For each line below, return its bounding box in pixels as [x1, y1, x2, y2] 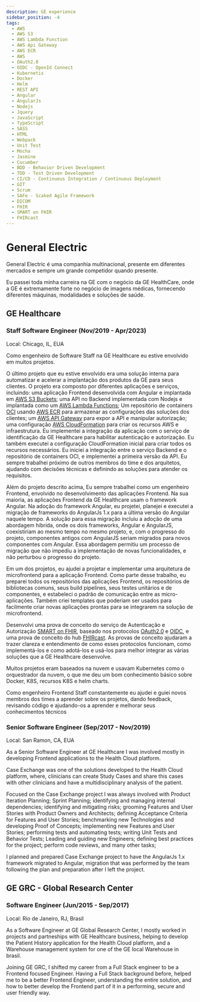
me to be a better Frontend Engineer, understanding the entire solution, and [6, 976, 192, 983]
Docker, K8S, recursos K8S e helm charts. [6, 677, 109, 684]
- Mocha [11, 148, 31, 154]
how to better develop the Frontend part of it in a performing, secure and [6, 982, 185, 989]
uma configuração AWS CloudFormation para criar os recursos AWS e [6, 421, 179, 428]
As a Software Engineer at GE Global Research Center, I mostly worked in [6, 926, 186, 934]
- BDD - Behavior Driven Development [11, 165, 106, 171]
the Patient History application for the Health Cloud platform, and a [6, 939, 170, 946]
